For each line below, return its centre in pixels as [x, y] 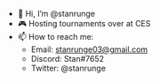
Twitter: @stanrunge [68, 68]
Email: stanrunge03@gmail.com [89, 49]
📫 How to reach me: [56, 37]
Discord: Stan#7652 [68, 59]
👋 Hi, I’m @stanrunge [56, 14]
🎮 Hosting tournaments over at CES [84, 23]
